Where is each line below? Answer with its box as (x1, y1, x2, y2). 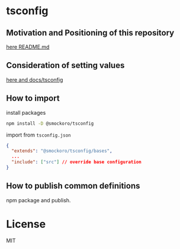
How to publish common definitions (6, 181, 140, 191)
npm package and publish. (6, 196, 71, 203)
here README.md (6, 43, 50, 50)
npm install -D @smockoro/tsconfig (6, 120, 94, 127)
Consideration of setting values (6, 60, 125, 70)
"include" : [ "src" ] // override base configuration (11, 159, 142, 165)
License (6, 217, 46, 231)
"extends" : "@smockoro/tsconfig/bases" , (11, 148, 112, 154)
